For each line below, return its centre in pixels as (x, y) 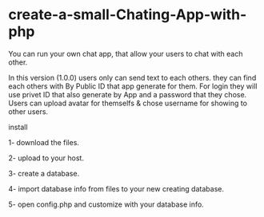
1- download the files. (44, 142)
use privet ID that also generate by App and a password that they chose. (128, 94)
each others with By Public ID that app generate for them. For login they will (133, 86)
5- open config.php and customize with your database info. (106, 204)
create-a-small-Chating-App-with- (128, 15)
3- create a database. (44, 173)
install (18, 127)
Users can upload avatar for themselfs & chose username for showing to (128, 103)
